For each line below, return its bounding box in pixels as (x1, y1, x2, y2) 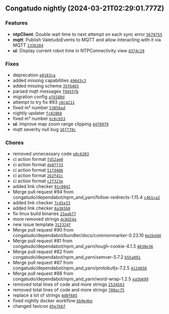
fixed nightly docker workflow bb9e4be (12, 298, 93, 304)
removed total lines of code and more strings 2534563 (12, 281, 125, 287)
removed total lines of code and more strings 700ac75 (12, 287, 125, 293)
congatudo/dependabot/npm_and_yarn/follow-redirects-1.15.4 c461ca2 (12, 194, 160, 200)
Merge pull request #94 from (12, 189, 74, 195)
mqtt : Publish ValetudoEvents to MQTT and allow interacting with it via (12, 36, 161, 43)
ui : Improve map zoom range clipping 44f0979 (12, 120, 109, 127)
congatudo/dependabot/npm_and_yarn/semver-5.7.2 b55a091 (12, 254, 141, 260)
